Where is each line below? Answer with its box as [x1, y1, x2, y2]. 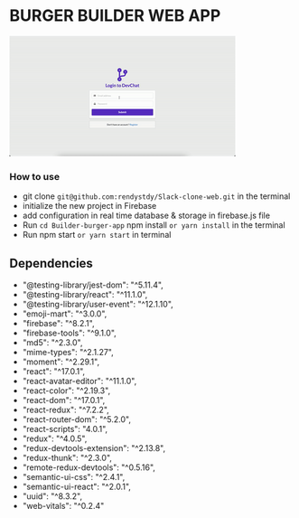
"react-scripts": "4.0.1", [22, 424, 108, 435]
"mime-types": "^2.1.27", [22, 347, 115, 358]
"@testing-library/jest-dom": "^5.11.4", [22, 279, 164, 290]
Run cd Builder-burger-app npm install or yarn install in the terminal [22, 220, 286, 231]
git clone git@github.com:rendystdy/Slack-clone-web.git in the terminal [22, 191, 291, 202]
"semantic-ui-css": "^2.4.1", [22, 472, 126, 483]
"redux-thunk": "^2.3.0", [22, 453, 113, 464]
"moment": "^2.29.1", [22, 356, 100, 367]
